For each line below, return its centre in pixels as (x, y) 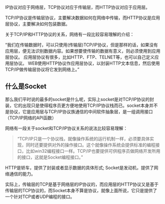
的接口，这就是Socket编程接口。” (50, 157)
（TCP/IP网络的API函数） (31, 118)
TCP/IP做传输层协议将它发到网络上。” (42, 69)
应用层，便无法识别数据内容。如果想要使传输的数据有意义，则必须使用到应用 (83, 51)
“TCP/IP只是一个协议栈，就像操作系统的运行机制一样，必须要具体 (83, 138)
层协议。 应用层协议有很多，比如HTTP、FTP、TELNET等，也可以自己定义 (80, 57)
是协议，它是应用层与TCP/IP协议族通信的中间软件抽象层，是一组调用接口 (79, 111)
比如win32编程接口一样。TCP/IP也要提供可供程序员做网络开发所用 (93, 151)
